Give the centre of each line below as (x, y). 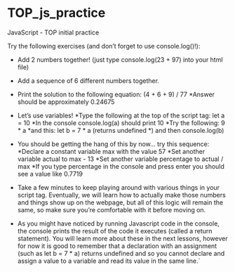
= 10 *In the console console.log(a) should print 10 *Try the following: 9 (121, 123)
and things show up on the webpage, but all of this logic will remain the (120, 202)
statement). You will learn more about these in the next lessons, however (122, 238)
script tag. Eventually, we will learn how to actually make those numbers (121, 195)
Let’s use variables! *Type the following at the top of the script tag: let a (121, 115)
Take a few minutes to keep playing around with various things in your (118, 187)
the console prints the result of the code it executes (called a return (115, 231)
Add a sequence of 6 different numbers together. (88, 80)
